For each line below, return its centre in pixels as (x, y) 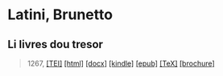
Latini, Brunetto (60, 15)
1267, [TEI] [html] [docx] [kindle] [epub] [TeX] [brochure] (121, 63)
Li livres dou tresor (56, 44)
